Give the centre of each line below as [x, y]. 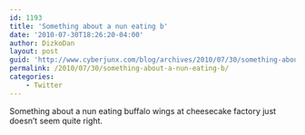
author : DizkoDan [42, 43]
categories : [32, 77]
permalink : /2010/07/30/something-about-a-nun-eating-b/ [119, 69]
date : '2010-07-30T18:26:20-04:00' [77, 34]
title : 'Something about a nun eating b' [89, 26]
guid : [20, 60]
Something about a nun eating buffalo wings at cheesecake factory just [143, 111]
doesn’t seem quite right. [56, 121]
